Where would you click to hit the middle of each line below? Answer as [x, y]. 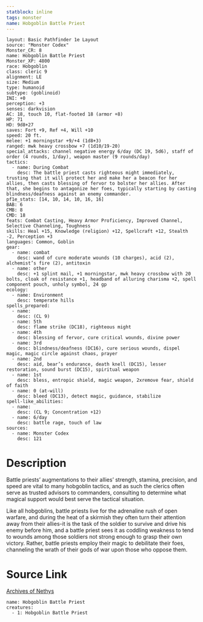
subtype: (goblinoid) [34, 93]
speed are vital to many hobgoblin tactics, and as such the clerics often [95, 486]
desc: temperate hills [46, 301]
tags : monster [24, 18]
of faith [17, 386]
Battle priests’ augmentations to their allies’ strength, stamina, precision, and [102, 480]
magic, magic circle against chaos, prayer [62, 354]
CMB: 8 [15, 210]
